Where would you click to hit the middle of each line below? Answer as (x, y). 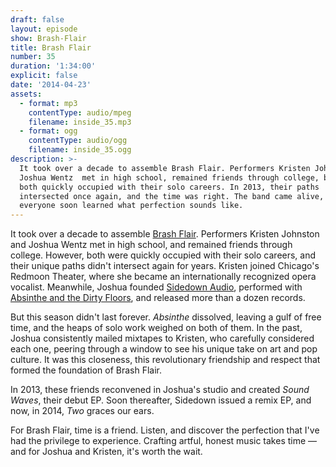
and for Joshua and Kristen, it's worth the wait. (106, 452)
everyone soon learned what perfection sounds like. (131, 206)
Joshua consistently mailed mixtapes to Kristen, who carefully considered (162, 338)
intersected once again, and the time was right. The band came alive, (172, 196)
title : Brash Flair (51, 47)
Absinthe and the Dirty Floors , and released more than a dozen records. (158, 298)
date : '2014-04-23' (51, 85)
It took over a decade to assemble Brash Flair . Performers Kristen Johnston (165, 234)
